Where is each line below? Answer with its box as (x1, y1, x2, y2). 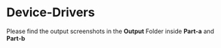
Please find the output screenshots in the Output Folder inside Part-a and (6, 27, 215, 35)
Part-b (6, 34, 25, 42)
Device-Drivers (6, 5, 95, 20)
